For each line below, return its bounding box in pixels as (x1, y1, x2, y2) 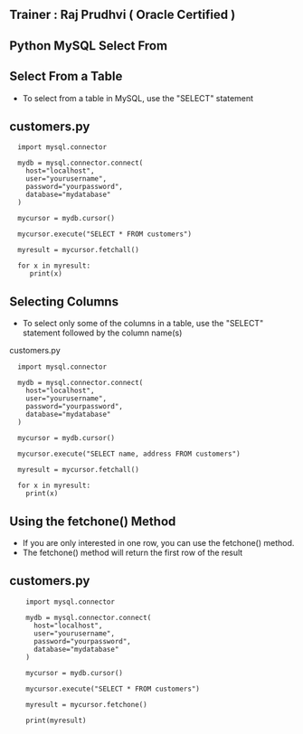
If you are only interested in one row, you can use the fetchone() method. (22, 538, 295, 549)
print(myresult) (25, 716, 88, 725)
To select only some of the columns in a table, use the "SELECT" (22, 318, 264, 329)
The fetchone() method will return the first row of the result (22, 547, 243, 559)
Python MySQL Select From (9, 38, 168, 53)
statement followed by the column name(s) (22, 327, 183, 338)
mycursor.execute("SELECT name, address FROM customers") (17, 449, 241, 459)
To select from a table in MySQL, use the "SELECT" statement (22, 92, 254, 103)
